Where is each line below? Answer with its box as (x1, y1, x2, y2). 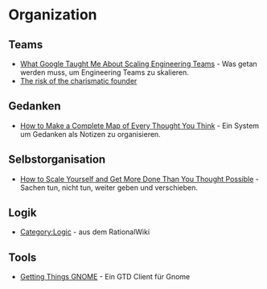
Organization (8, 6, 97, 24)
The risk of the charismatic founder (19, 76, 138, 85)
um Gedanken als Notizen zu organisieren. (19, 129, 161, 138)
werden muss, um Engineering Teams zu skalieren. (19, 68, 189, 77)
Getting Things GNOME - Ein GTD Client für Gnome (19, 272, 191, 282)
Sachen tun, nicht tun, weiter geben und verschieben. (19, 183, 199, 192)
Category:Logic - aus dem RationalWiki (19, 227, 150, 237)
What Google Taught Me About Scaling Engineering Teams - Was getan (19, 59, 257, 68)
